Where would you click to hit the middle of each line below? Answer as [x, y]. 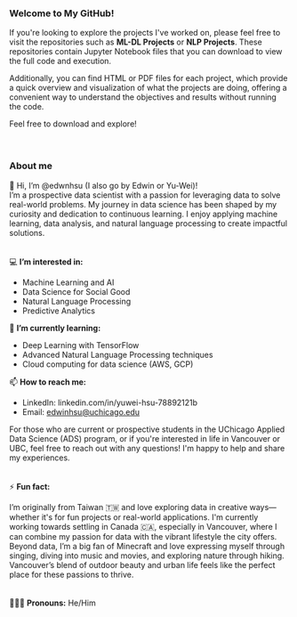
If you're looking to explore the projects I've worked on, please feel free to [145, 33]
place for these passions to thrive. [72, 574]
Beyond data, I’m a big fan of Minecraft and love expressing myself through [147, 546]
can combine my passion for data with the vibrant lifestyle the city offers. [143, 536]
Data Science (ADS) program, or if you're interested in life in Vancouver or [145, 438]
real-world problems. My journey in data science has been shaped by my [143, 204]
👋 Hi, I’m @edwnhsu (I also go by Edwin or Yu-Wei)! [104, 185]
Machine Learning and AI [68, 282]
